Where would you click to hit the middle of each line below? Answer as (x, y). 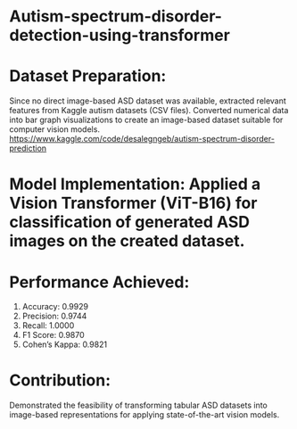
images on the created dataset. (127, 241)
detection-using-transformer (120, 35)
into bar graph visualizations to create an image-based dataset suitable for (146, 120)
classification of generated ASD (129, 223)
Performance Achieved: (99, 282)
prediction (28, 148)
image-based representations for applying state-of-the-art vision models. (144, 415)
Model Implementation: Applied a (135, 184)
